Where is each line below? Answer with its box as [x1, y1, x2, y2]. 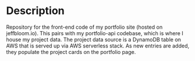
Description [6, 4, 65, 18]
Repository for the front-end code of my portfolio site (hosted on [6, 23, 163, 30]
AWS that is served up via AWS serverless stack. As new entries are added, [6, 42, 190, 49]
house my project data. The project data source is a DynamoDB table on [6, 36, 181, 43]
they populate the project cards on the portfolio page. [6, 48, 137, 55]
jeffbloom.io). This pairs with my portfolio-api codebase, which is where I [6, 29, 184, 36]
